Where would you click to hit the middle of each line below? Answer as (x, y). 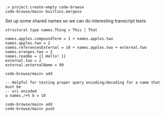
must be (13, 87)
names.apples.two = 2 (28, 43)
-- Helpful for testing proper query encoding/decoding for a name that (83, 82)
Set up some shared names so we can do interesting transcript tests (76, 21)
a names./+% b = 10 (26, 95)
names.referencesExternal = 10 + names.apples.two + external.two (76, 47)
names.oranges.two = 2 (29, 52)
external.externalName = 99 (35, 65)
